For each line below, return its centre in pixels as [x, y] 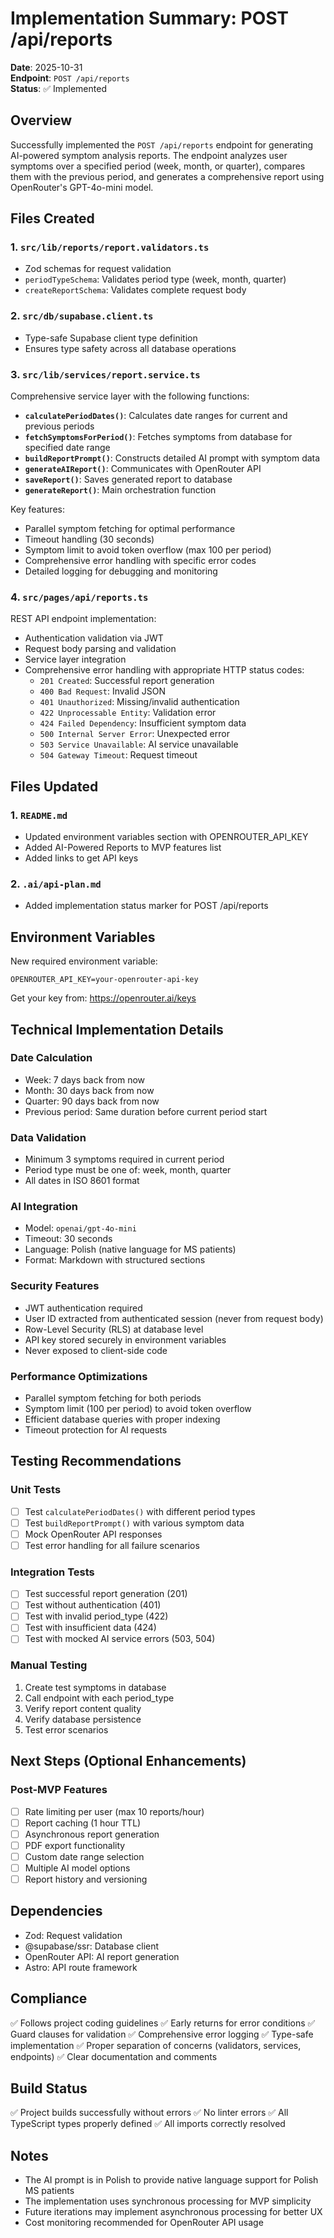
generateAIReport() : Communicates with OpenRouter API [143, 469]
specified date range [67, 448]
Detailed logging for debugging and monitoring [121, 571]
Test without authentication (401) [93, 1605]
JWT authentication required [83, 1308]
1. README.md [39, 815]
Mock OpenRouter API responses [93, 1534]
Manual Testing [49, 1665]
